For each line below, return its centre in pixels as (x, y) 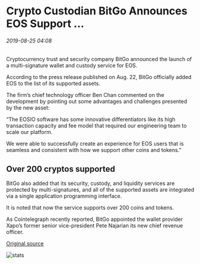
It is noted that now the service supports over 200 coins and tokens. (90, 208)
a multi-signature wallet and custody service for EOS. (72, 66)
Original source (25, 244)
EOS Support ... (45, 24)
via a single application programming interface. (64, 196)
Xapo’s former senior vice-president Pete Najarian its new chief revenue (95, 226)
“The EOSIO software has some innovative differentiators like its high (91, 119)
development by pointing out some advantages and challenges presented (97, 101)
